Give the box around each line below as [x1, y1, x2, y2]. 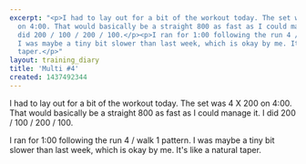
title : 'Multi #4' [9, 65, 79, 74]
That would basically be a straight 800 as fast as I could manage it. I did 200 [9, 107, 296, 118]
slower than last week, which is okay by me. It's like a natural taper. [9, 144, 262, 155]
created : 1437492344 [9, 73, 88, 82]
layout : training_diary [9, 56, 100, 65]
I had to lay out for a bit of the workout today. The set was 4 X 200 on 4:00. [9, 97, 292, 108]
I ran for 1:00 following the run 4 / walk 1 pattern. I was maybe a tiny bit [9, 134, 275, 146]
